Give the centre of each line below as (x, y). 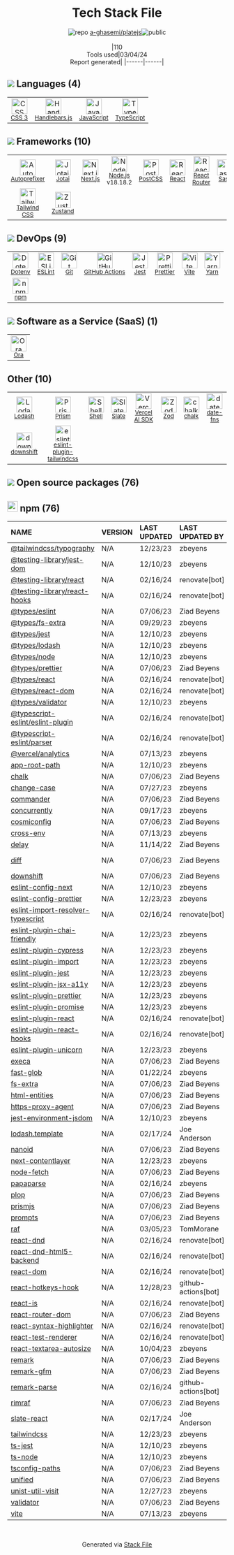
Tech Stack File (117, 13)
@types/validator (39, 702)
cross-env (28, 833)
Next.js (91, 179)
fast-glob (26, 1073)
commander (31, 800)
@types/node (33, 657)
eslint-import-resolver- (50, 910)
